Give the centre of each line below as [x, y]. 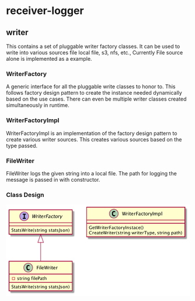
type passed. [22, 146]
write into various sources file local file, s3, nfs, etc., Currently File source [95, 53]
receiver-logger [45, 11]
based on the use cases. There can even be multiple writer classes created [96, 99]
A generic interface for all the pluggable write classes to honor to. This [91, 87]
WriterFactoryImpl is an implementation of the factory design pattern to [92, 133]
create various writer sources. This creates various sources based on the [94, 139]
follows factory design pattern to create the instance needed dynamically [94, 93]
